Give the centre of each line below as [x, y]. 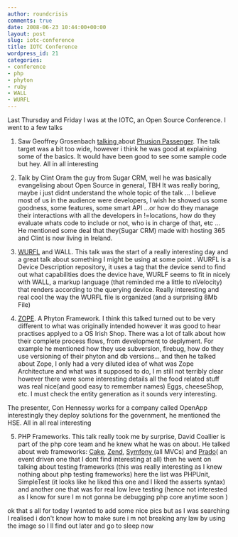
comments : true [30, 21]
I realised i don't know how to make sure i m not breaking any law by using [117, 518]
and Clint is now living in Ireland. [65, 238]
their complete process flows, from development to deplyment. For [115, 341]
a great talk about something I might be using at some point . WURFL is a [124, 259]
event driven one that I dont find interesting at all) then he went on [114, 459]
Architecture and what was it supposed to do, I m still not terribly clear [120, 371]
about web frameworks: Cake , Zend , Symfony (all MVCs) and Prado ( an [122, 451]
